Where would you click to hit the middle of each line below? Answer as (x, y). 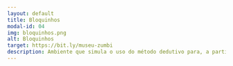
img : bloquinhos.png (37, 33)
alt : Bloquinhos (31, 39)
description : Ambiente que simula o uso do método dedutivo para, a (108, 52)
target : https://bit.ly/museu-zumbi (60, 45)
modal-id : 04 (26, 26)
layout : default (31, 13)
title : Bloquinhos (34, 20)
